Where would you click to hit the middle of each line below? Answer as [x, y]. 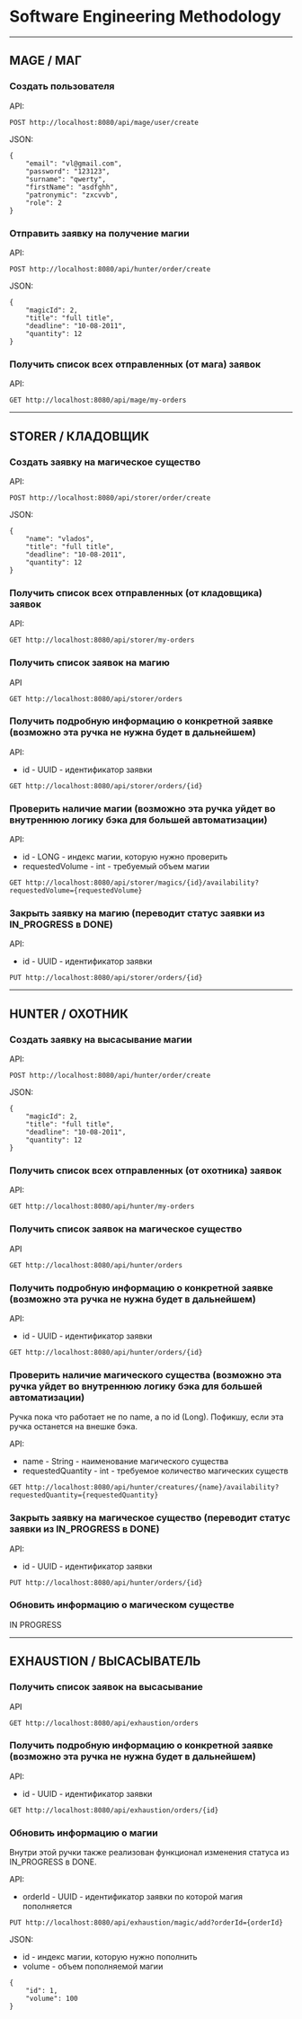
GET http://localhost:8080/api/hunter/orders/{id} [106, 1352]
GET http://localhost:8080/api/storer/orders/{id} [106, 786]
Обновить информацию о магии [84, 1833]
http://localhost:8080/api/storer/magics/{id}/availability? [142, 883]
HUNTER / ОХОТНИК [69, 1014]
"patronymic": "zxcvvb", [72, 195]
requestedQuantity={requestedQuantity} [84, 1495]
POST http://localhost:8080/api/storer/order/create [110, 498]
